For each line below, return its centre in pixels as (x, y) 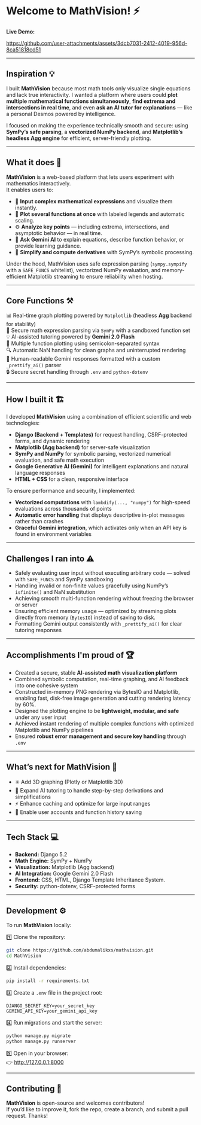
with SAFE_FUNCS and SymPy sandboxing (64, 579)
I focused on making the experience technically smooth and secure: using (97, 125)
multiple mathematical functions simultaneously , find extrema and (91, 101)
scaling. (25, 220)
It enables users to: (30, 190)
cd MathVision (24, 956)
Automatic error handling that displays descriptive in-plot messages (100, 515)
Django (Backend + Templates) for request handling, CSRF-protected (101, 435)
